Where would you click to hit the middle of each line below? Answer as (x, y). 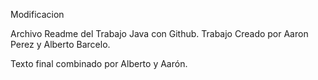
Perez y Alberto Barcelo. (60, 44)
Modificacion (37, 14)
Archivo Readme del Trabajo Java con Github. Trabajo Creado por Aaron (159, 33)
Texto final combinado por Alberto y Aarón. (99, 63)
